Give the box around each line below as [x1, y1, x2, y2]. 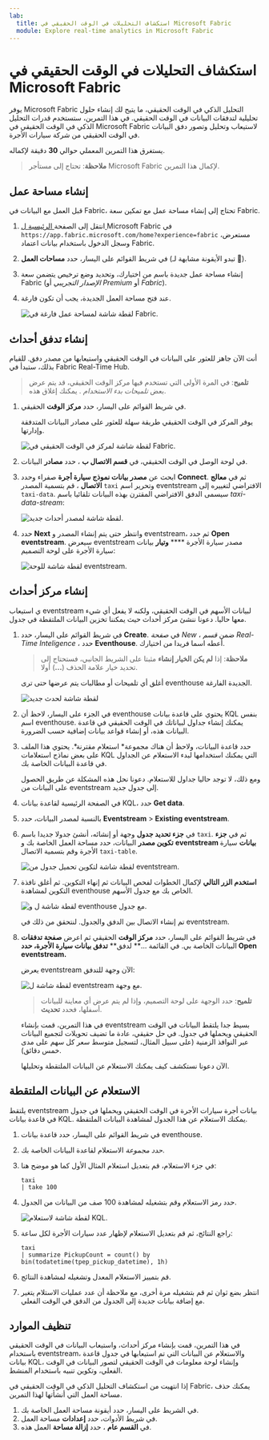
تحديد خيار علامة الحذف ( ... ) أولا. [40, 662, 139, 672]
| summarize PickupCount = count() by [20, 1251, 151, 1259]
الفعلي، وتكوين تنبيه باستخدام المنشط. [9, 1365, 123, 1375]
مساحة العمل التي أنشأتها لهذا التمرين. [9, 1390, 122, 1399]
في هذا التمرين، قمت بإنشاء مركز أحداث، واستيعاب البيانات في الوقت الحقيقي [9, 1340, 241, 1350]
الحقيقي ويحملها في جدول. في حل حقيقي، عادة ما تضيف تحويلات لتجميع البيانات [20, 1028, 258, 1038]
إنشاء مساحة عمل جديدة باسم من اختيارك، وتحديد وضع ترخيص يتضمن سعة [20, 269, 243, 279]
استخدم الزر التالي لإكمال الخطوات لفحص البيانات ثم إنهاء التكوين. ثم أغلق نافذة [20, 877, 257, 886]
